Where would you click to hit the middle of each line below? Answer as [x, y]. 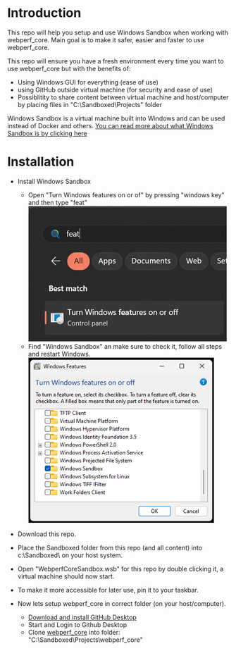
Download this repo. [46, 534]
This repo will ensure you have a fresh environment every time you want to [116, 61]
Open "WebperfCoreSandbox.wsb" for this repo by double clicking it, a [120, 569]
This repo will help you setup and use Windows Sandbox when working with [118, 32]
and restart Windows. [59, 354]
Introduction [44, 13]
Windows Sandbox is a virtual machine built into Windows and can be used [116, 118]
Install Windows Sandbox [54, 181]
